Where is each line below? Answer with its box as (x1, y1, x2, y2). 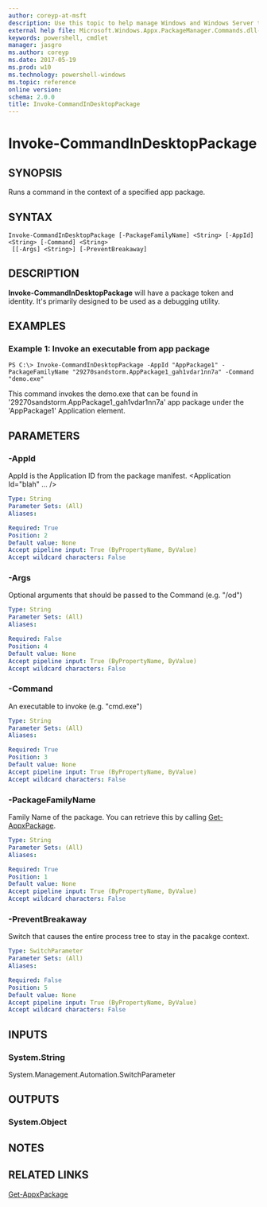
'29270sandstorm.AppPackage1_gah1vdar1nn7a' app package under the (8, 398, 245, 407)
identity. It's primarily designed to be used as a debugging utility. (8, 296, 221, 306)
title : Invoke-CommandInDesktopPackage (8, 100, 141, 108)
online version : (8, 85, 62, 94)
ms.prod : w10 (8, 64, 52, 72)
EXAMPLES (8, 320, 66, 333)
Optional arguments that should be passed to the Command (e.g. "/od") (8, 590, 242, 600)
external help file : (8, 26, 77, 34)
